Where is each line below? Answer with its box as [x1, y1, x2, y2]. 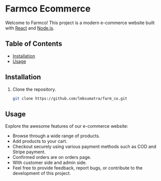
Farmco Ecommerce [5, 3, 91, 15]
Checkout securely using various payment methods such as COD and [12, 144, 156, 150]
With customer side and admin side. [12, 159, 87, 166]
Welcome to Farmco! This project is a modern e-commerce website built [5, 20, 155, 26]
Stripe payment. [12, 149, 46, 155]
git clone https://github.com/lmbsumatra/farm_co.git [12, 96, 127, 101]
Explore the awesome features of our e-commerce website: [5, 123, 128, 129]
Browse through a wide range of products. [12, 133, 100, 139]
